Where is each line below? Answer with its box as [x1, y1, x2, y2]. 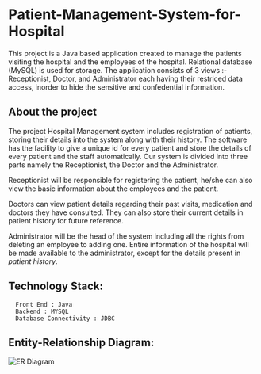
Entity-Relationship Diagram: [8, 335, 155, 349]
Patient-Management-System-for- [8, 6, 242, 24]
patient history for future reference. [8, 216, 125, 225]
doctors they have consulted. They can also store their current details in [8, 208, 244, 217]
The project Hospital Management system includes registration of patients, [8, 126, 253, 135]
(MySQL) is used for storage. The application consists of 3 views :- [8, 65, 228, 74]
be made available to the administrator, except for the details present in [8, 248, 241, 258]
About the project [8, 105, 98, 119]
